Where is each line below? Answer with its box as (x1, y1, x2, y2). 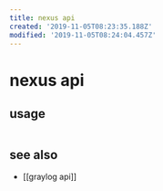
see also (9, 147, 58, 163)
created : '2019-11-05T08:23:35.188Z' (9, 22, 153, 31)
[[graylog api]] (22, 171, 77, 183)
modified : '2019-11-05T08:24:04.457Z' (9, 30, 157, 39)
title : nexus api (9, 13, 76, 23)
